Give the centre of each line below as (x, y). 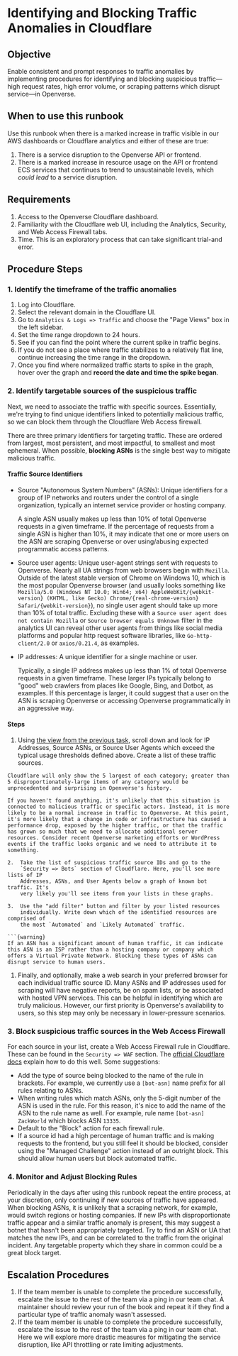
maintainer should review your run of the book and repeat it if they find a (123, 1307)
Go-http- (200, 636)
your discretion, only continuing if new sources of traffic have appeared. (113, 1200)
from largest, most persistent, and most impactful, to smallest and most (111, 443)
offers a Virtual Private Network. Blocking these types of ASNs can (112, 956)
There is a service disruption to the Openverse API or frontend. (109, 155)
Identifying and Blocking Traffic (102, 13)
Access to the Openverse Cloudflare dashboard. (88, 216)
